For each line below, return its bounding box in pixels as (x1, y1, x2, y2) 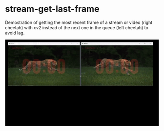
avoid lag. (5, 30, 25, 36)
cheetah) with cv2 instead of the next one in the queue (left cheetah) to (5, 24, 149, 30)
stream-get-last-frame (5, 3, 100, 15)
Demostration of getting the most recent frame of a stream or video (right (5, 19, 153, 25)
